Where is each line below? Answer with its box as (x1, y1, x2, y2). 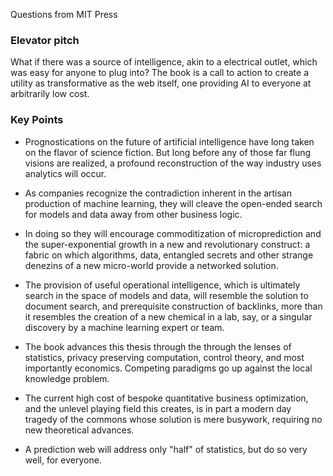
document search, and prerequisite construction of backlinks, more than (24, 300, 323, 312)
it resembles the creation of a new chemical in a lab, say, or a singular (24, 310, 313, 323)
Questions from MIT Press (10, 9, 118, 20)
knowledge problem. (24, 372, 110, 384)
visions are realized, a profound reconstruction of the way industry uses (24, 157, 322, 169)
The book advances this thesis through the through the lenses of (24, 340, 292, 353)
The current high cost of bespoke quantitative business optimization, (24, 392, 309, 404)
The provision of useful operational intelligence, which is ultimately (24, 279, 301, 291)
